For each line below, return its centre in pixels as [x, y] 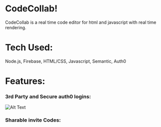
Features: [25, 81]
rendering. [16, 27]
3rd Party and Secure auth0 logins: [48, 96]
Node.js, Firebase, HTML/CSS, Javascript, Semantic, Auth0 [66, 61]
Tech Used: [29, 48]
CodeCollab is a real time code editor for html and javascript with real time [81, 22]
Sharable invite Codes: [33, 120]
